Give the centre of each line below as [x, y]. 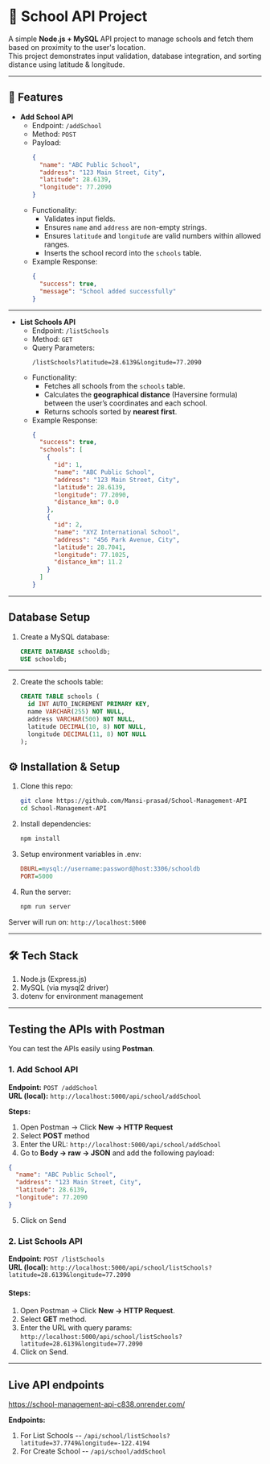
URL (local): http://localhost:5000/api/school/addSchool [105, 1096]
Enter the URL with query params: [76, 1328]
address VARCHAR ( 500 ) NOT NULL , [82, 720]
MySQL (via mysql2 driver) [64, 988]
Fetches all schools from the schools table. [115, 385]
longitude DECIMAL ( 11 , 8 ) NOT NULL [87, 734]
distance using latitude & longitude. [67, 64]
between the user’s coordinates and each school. [125, 403]
